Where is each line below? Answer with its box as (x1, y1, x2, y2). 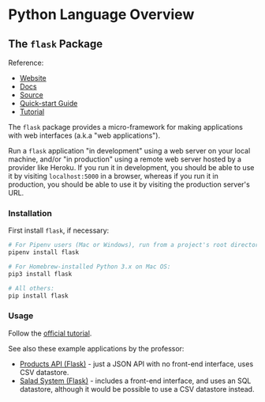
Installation (8, 207, 53, 218)
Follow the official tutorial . (8, 328, 92, 338)
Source (19, 90, 43, 100)
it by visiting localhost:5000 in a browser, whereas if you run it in (8, 172, 218, 180)
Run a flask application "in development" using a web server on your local (8, 146, 251, 155)
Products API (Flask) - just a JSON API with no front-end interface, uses (19, 358, 254, 369)
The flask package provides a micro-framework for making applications (8, 123, 243, 131)
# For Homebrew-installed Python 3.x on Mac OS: (8, 263, 171, 271)
